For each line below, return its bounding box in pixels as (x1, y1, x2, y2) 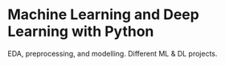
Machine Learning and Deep (7, 6, 200, 24)
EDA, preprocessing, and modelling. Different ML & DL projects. (7, 49, 218, 58)
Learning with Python (7, 22, 154, 41)
